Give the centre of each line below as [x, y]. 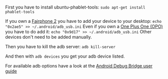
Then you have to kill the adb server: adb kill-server [60, 46]
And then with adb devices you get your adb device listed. [65, 56]
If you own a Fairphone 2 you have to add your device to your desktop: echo [83, 21]
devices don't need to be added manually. [49, 37]
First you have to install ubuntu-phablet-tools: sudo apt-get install [75, 7]
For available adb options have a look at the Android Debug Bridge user [79, 66]
